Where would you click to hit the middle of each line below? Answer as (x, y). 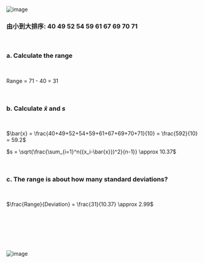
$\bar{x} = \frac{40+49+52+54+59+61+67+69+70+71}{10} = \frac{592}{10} (102, 133)
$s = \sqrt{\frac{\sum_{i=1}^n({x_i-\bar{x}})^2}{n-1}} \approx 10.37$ (91, 152)
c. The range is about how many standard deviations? (87, 179)
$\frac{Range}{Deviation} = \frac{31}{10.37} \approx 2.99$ (80, 205)
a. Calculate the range (40, 56)
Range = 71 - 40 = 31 (33, 81)
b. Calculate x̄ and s (36, 108)
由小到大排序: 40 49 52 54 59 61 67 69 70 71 (72, 26)
